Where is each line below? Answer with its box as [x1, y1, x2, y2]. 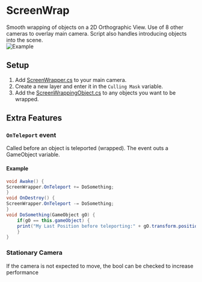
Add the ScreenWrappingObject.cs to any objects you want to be [14, 89, 176, 96]
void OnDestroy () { [6, 195, 55, 201]
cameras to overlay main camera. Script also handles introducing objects [6, 30, 187, 37]
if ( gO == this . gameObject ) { [17, 218, 90, 224]
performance [6, 269, 39, 276]
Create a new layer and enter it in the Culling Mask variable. [14, 83, 164, 90]
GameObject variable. [6, 151, 60, 158]
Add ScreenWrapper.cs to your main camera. [14, 76, 127, 83]
